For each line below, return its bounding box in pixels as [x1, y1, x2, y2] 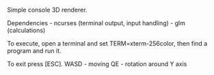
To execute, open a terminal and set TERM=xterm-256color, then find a [7, 40, 208, 47]
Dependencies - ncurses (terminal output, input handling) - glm [7, 19, 186, 27]
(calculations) [7, 27, 46, 34]
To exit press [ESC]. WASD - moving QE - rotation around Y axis [7, 60, 187, 67]
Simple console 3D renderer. [7, 6, 88, 14]
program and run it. [7, 47, 62, 55]
